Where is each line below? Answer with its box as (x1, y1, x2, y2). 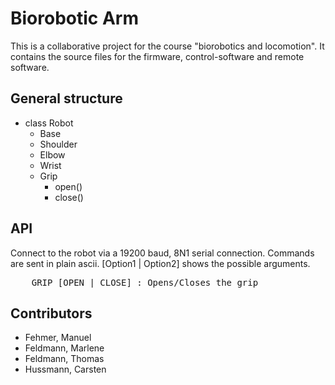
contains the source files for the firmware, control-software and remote (10, 50, 305, 62)
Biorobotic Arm (10, 7, 140, 30)
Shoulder (39, 138, 78, 150)
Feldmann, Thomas (24, 353, 105, 365)
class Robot (24, 117, 74, 129)
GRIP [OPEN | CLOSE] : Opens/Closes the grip (31, 277, 259, 288)
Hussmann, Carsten (24, 363, 107, 376)
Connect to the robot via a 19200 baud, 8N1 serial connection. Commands (10, 247, 315, 259)
